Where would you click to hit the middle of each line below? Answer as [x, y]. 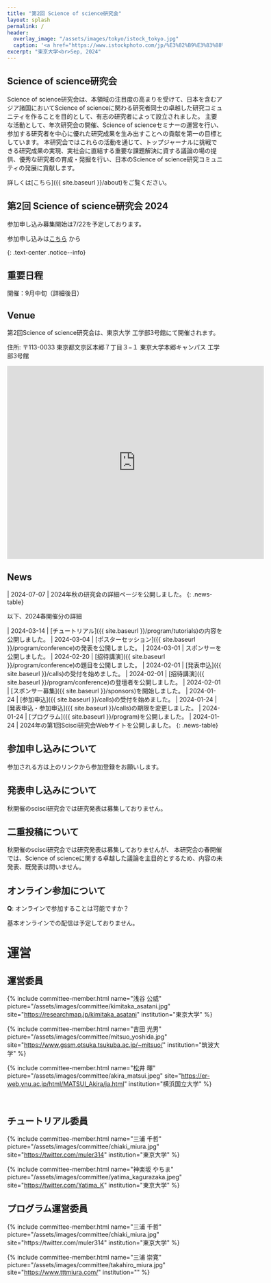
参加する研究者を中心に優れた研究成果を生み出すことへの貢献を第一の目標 [112, 133]
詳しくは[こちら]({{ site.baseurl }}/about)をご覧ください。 [89, 182]
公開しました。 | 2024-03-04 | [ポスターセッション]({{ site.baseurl [101, 639]
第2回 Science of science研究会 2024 [88, 206]
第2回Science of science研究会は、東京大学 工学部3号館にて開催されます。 [113, 333]
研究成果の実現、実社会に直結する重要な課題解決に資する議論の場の [115, 150]
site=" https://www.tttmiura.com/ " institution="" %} [79, 1272]
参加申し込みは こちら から [44, 238]
